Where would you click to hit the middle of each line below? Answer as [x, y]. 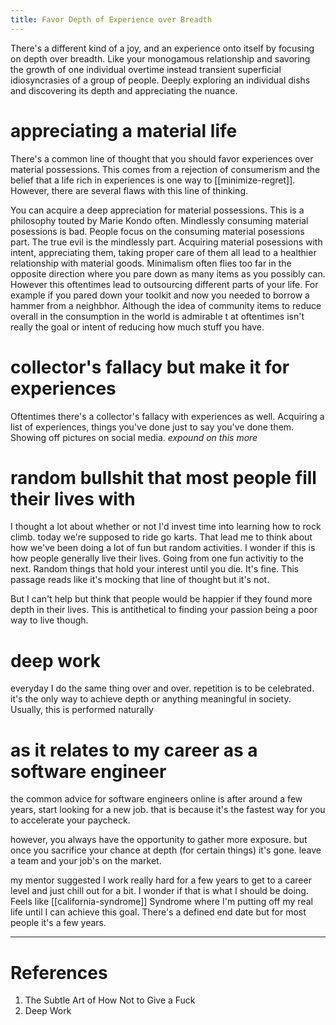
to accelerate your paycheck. [70, 820]
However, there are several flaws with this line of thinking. [129, 190]
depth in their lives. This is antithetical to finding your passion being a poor [164, 610]
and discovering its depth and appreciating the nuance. [124, 90]
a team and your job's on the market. [86, 861]
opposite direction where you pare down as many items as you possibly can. [168, 273]
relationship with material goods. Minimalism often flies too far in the [151, 263]
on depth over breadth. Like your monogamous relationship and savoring [160, 58]
